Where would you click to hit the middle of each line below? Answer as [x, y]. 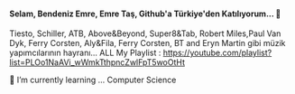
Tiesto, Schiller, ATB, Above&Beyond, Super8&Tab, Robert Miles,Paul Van [145, 33]
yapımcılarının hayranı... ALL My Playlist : [85, 53]
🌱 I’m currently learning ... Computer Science [93, 80]
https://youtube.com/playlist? [217, 53]
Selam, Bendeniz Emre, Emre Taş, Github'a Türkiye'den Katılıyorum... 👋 [145, 14]
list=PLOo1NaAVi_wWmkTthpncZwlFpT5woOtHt [97, 62]
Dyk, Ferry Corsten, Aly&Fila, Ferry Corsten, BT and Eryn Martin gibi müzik [147, 43]
